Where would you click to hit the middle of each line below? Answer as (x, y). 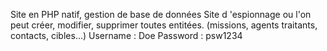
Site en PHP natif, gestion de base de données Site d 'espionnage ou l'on (161, 14)
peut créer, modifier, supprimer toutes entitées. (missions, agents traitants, (164, 25)
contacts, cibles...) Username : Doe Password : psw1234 (126, 35)
